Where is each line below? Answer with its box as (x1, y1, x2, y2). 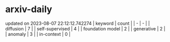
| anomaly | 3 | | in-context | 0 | (5, 31, 71, 37)
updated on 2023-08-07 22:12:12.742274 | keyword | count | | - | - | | (5, 20, 150, 26)
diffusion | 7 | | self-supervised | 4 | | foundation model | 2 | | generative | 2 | (5, 25, 165, 31)
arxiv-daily (5, 4, 52, 15)
